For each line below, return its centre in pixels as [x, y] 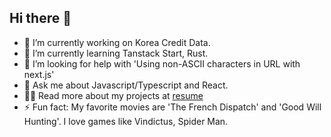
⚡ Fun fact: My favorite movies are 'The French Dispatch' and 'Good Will [172, 107]
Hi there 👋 [40, 18]
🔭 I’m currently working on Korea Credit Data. [117, 42]
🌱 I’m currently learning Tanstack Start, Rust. [116, 53]
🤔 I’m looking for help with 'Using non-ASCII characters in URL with [162, 63]
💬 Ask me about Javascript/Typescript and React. [126, 85]
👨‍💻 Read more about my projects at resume [113, 95]
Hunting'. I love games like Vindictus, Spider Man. [126, 121]
